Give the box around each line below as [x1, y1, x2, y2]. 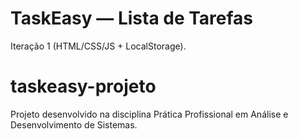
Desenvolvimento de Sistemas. [10, 118, 138, 131]
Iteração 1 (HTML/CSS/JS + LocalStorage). [10, 40, 187, 52]
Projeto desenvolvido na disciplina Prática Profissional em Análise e [10, 108, 289, 120]
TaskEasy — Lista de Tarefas [10, 7, 254, 30]
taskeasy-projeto [10, 75, 157, 98]
